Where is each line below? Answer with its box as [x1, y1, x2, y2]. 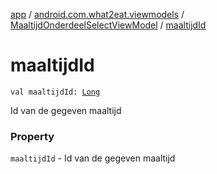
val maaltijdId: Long [10, 87, 101, 97]
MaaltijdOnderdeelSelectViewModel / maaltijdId [10, 19, 207, 31]
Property [10, 129, 55, 143]
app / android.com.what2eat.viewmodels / [10, 9, 185, 20]
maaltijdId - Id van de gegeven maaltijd [10, 152, 176, 164]
